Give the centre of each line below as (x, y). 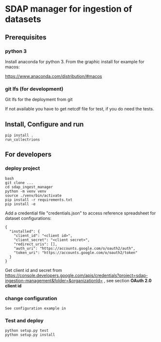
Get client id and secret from (33, 270)
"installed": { (25, 231)
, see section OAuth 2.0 (128, 280)
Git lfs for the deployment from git (39, 99)
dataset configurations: (28, 218)
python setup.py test (27, 331)
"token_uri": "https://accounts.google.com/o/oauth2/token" (76, 252)
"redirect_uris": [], (35, 244)
